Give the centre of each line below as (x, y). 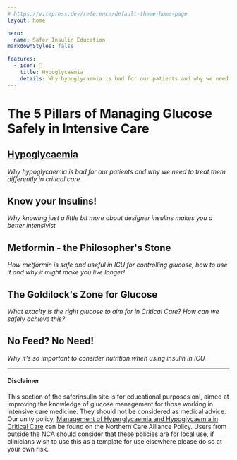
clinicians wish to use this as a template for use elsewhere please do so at (115, 442)
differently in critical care (44, 179)
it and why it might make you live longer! (66, 272)
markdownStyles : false (41, 47)
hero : (15, 33)
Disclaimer (24, 381)
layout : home (26, 20)
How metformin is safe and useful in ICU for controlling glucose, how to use (117, 265)
